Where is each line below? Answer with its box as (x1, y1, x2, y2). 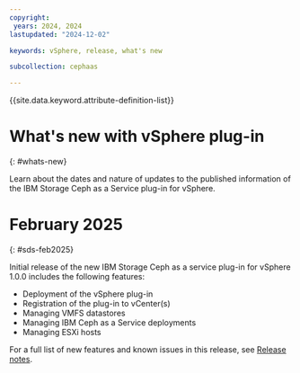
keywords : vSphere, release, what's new (9, 46, 163, 55)
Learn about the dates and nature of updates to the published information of (9, 173, 292, 184)
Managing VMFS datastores (22, 307, 126, 318)
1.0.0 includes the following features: (9, 271, 146, 281)
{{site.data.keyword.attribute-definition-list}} (9, 95, 175, 106)
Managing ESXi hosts (22, 327, 101, 337)
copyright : (9, 13, 50, 22)
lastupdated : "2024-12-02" (9, 30, 110, 39)
